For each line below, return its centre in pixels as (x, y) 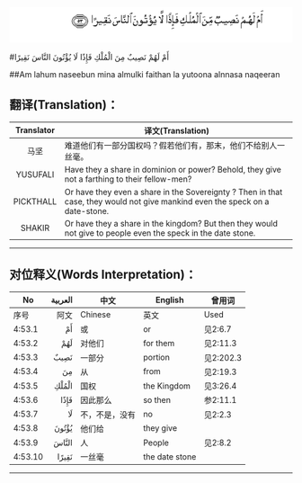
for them (159, 343)
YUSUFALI (35, 174)
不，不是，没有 (108, 414)
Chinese (96, 315)
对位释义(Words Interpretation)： (103, 274)
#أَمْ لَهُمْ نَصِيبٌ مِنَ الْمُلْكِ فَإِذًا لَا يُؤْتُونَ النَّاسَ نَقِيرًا (89, 57)
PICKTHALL (35, 201)
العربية (62, 300)
